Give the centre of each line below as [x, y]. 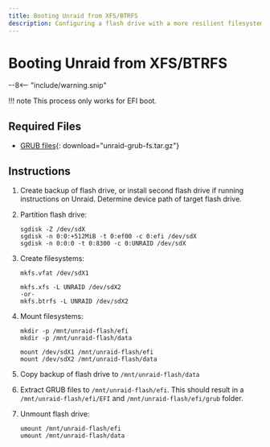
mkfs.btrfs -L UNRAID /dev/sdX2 [74, 302]
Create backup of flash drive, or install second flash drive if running [132, 191]
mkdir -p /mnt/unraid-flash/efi [74, 331]
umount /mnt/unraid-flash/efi [71, 429]
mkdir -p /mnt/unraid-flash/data [76, 338]
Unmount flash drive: [55, 414]
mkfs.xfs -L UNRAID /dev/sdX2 [71, 288]
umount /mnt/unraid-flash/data [72, 436]
